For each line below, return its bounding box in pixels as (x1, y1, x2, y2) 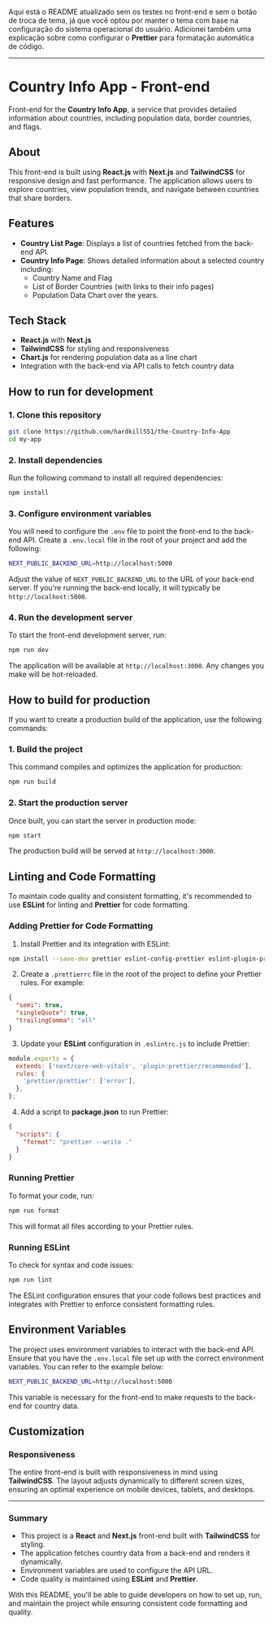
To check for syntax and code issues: (8, 1259, 134, 1269)
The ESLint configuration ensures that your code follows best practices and (8, 1290, 262, 1300)
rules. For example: (19, 978, 85, 988)
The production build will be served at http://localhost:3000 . (8, 846, 216, 856)
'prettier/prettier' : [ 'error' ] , (23, 1077, 136, 1085)
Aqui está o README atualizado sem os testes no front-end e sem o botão (8, 7, 258, 16)
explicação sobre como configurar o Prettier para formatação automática (8, 33, 254, 42)
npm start (8, 831, 42, 839)
